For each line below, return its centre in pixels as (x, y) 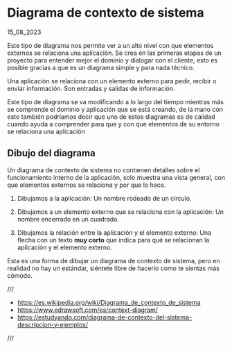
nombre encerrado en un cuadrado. (68, 219)
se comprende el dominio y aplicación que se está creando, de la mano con (115, 109)
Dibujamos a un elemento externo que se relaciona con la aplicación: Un (120, 212)
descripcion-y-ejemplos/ (53, 324)
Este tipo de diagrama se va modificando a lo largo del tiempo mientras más (115, 101)
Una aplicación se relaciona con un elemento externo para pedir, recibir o (112, 81)
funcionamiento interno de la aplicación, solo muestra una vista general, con (116, 177)
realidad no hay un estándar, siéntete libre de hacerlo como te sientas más (114, 268)
